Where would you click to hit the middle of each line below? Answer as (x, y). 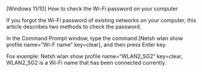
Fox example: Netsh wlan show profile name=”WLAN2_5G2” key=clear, (94, 56)
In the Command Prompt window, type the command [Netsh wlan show (95, 38)
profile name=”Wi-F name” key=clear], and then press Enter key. (87, 45)
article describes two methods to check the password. (74, 27)
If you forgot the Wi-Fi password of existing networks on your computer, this (101, 20)
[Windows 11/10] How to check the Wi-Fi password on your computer (92, 9)
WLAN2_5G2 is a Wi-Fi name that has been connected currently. (87, 63)
